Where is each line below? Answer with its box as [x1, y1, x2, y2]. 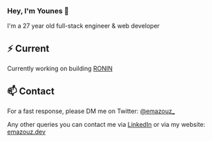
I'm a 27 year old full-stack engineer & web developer [7, 22, 160, 30]
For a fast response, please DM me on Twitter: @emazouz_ [7, 107, 175, 115]
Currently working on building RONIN [7, 64, 113, 73]
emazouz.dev [7, 128, 46, 136]
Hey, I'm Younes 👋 [7, 6, 69, 15]
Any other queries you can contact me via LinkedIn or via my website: [7, 120, 206, 128]
